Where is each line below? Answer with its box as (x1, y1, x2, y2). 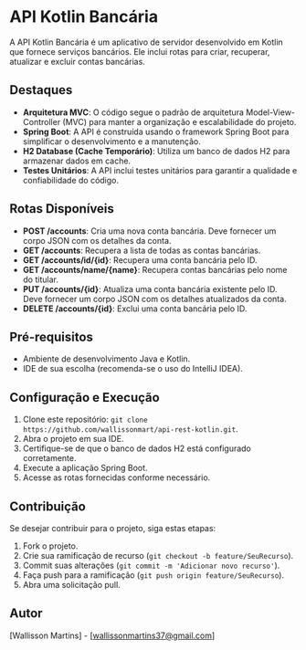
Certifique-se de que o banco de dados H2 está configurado (22, 443, 251, 454)
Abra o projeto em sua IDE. (22, 434, 124, 445)
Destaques (9, 82, 73, 98)
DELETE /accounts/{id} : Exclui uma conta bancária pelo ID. (22, 303, 248, 314)
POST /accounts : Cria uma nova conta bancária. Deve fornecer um (22, 225, 277, 236)
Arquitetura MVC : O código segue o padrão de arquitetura (22, 107, 245, 118)
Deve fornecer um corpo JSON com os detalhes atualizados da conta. (22, 293, 287, 304)
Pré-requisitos (9, 329, 94, 344)
